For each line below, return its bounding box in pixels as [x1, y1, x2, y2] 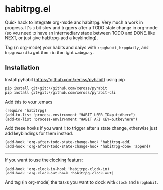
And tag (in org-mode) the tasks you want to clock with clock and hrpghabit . [5, 179, 158, 185]
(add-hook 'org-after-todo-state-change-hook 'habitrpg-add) [5, 139, 131, 144]
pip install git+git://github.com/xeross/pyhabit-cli [5, 90, 116, 95]
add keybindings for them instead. [5, 130, 74, 136]
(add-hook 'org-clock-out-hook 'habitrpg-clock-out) [5, 171, 114, 175]
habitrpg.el [5, 3, 51, 15]
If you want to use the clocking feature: [5, 157, 83, 163]
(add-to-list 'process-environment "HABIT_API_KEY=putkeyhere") [5, 117, 138, 121]
